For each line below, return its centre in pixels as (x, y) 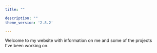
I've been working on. (27, 46)
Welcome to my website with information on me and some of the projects (78, 40)
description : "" (21, 18)
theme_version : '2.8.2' (29, 23)
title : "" (15, 9)
